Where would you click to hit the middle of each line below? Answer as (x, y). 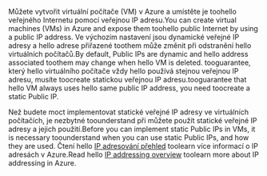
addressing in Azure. (42, 163)
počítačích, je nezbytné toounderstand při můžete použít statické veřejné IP (133, 120)
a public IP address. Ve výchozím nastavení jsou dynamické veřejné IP (124, 37)
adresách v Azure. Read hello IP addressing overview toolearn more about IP (134, 154)
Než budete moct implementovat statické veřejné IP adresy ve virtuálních (129, 112)
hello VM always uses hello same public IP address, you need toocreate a (129, 88)
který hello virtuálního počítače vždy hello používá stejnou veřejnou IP (124, 71)
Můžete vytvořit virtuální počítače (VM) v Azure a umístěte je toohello (123, 12)
